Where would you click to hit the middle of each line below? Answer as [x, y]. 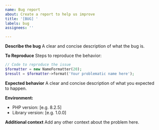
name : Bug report [23, 10]
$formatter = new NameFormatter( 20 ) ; [44, 69]
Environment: [19, 98]
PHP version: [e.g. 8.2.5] [37, 107]
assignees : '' [20, 28]
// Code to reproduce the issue [38, 65]
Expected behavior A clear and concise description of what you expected [80, 83]
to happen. [16, 88]
